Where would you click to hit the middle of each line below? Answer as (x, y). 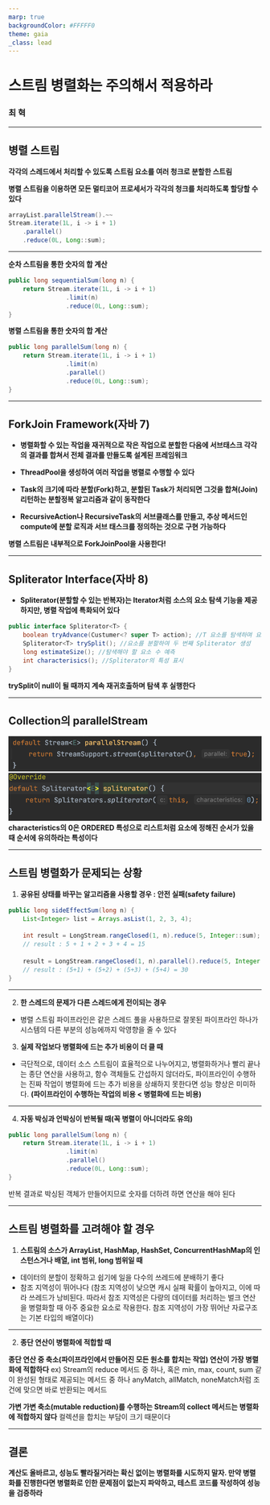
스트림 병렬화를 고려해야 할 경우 (82, 1229)
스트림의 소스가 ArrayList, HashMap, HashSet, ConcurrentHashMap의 (136, 1250)
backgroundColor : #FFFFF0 (51, 25)
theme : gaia (28, 34)
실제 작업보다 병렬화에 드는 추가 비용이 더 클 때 (91, 1047)
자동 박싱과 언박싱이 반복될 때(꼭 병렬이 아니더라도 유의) (106, 1118)
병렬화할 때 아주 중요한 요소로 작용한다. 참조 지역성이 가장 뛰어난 (129, 1307)
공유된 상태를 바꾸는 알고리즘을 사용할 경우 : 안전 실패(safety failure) (127, 893)
